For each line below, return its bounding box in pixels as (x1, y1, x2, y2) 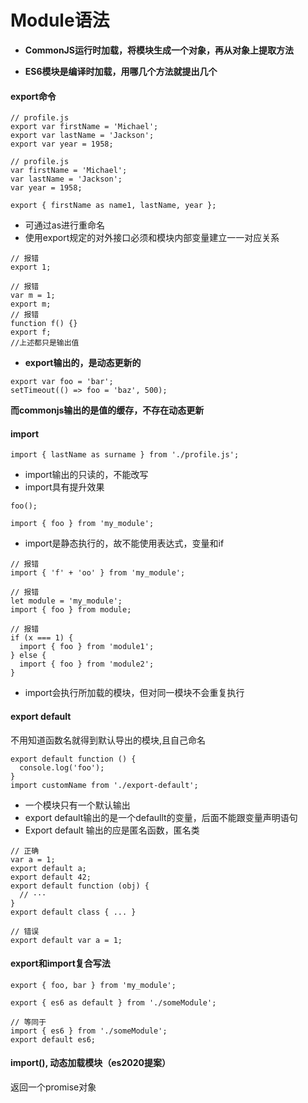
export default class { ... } (10, 907, 137, 917)
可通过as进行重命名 (24, 219, 106, 231)
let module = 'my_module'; (10, 596, 123, 606)
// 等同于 (10, 1017, 47, 1027)
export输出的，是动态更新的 (24, 357, 142, 369)
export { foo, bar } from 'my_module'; (10, 980, 177, 990)
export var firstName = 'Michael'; (10, 122, 159, 132)
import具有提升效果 (24, 481, 105, 493)
